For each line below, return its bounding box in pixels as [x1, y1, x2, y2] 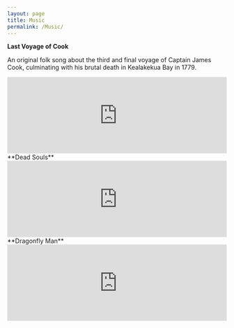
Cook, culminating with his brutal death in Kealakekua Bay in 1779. [7, 64, 197, 72]
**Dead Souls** [7, 153, 54, 161]
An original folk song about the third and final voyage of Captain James [7, 56, 212, 64]
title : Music [7, 17, 45, 24]
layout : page [7, 10, 45, 17]
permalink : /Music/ [7, 23, 64, 30]
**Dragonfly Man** [7, 237, 64, 245]
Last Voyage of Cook [7, 43, 69, 51]
